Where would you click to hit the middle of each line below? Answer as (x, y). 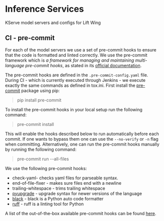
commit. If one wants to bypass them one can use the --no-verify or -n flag (82, 139)
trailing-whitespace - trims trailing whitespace (59, 188)
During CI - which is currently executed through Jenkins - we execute (75, 80)
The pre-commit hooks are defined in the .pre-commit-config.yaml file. (77, 75)
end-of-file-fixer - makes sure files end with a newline (67, 183)
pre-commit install (35, 124)
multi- (141, 60)
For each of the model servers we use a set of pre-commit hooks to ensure (81, 49)
